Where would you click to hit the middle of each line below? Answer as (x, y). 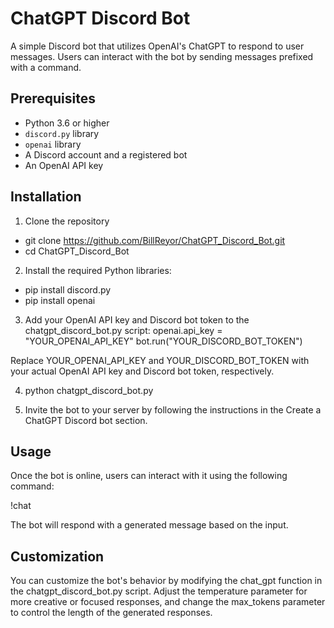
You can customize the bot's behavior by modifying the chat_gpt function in (166, 581)
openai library (53, 144)
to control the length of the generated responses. (111, 613)
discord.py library (62, 133)
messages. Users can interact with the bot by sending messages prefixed (162, 56)
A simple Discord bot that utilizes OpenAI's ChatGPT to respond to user (157, 46)
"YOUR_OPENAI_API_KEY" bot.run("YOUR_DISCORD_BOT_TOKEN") (163, 341)
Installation (46, 197)
